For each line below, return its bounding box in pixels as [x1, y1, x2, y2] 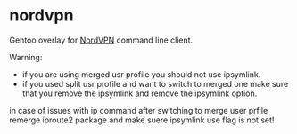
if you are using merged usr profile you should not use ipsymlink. [21, 68, 261, 80]
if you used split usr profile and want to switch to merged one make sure [21, 78, 289, 89]
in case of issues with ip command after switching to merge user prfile [9, 105, 268, 115]
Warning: [9, 51, 43, 62]
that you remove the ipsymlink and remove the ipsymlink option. [21, 88, 258, 99]
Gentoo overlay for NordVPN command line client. [9, 35, 194, 45]
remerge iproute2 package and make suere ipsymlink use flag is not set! [9, 114, 275, 125]
